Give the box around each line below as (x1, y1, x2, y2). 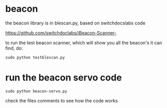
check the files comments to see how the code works (5, 97, 118, 103)
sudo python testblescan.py (5, 55, 65, 60)
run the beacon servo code (5, 72, 122, 84)
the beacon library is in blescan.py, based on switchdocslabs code (5, 20, 146, 26)
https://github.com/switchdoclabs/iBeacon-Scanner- (5, 30, 116, 36)
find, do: (5, 45, 23, 51)
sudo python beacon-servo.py (5, 89, 67, 94)
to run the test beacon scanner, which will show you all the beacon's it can (5, 39, 162, 46)
